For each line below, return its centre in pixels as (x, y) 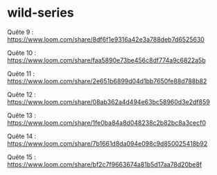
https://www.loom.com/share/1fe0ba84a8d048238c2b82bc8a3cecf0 (107, 122)
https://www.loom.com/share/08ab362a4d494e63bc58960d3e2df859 (108, 101)
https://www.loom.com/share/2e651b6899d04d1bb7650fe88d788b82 (107, 81)
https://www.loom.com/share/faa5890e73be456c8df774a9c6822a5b (106, 60)
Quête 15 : (21, 157)
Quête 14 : (22, 136)
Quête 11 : (21, 74)
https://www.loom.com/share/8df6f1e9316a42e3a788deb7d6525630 (106, 39)
